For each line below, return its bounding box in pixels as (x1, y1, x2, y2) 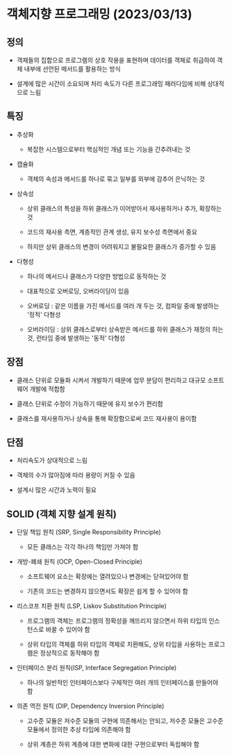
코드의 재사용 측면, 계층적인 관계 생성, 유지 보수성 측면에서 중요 (26, 228, 197, 236)
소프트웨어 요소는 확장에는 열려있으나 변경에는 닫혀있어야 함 (26, 572, 189, 581)
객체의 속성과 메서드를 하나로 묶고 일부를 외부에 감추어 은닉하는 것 (26, 175, 206, 183)
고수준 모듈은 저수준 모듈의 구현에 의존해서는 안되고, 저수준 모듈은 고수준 (26, 717, 224, 725)
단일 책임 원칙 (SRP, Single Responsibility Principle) (16, 528, 161, 537)
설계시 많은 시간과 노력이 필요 (16, 486, 97, 494)
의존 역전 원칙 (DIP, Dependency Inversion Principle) (16, 702, 165, 710)
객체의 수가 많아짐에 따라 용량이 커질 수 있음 (16, 471, 136, 479)
